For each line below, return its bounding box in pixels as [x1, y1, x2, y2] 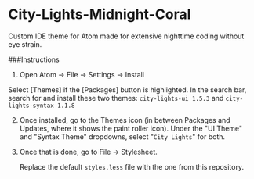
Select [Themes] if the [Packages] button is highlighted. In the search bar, [8, 84, 247, 95]
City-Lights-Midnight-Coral [8, 5, 191, 23]
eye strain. [8, 39, 42, 48]
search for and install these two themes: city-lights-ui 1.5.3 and [8, 93, 224, 102]
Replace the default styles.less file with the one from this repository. [19, 162, 245, 171]
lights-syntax [8, 102, 55, 109]
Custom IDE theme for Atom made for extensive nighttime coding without [8, 31, 245, 41]
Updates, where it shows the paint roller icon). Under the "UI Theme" [19, 124, 243, 133]
